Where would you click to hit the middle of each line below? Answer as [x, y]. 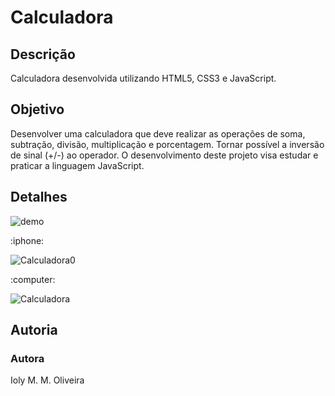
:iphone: [27, 240]
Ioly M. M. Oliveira [47, 380]
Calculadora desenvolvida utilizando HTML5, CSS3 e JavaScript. [143, 78]
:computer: [33, 279]
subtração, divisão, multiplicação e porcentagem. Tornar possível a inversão [167, 144]
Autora [27, 358]
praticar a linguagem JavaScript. [77, 165]
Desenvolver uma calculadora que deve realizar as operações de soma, [158, 133]
